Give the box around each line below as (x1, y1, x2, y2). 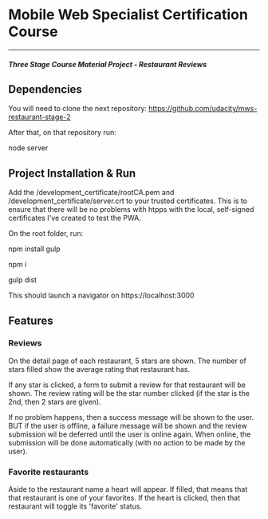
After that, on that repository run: (8, 128, 117, 138)
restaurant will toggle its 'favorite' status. (8, 501, 142, 511)
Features (8, 313, 53, 327)
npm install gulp (8, 244, 61, 254)
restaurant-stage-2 (8, 112, 71, 122)
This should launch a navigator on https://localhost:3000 (8, 290, 195, 301)
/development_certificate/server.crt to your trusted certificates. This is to (8, 196, 247, 206)
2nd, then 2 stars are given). (8, 397, 101, 406)
